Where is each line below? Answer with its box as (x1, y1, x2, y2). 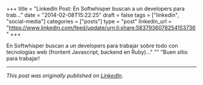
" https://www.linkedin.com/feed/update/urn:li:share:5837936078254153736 (6, 24, 196, 31)
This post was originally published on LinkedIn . (6, 72, 124, 79)
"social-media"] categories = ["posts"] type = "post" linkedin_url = (6, 18, 172, 25)
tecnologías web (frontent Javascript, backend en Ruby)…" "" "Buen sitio (6, 48, 188, 56)
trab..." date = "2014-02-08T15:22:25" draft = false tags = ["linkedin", (6, 11, 179, 19)
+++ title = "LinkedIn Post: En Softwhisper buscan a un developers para (6, 5, 185, 12)
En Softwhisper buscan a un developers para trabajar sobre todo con (6, 42, 178, 49)
